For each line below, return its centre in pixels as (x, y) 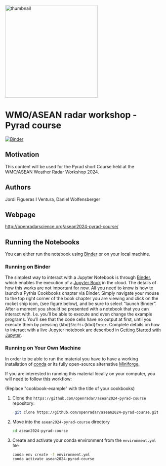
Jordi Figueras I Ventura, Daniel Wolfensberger (53, 199)
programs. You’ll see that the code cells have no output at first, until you (78, 319)
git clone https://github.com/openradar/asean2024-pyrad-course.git (87, 412)
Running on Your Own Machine (43, 348)
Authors (18, 187)
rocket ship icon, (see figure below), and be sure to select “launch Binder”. (81, 304)
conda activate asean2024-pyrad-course (53, 459)
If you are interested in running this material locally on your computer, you (80, 373)
